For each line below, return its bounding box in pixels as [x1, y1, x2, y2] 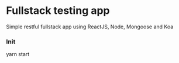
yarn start [6, 51, 30, 58]
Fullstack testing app [6, 4, 110, 17]
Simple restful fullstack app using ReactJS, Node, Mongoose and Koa [6, 23, 174, 30]
